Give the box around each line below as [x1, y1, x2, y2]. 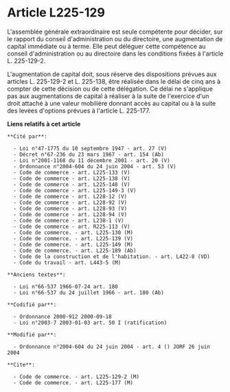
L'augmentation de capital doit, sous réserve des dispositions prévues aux [7, 70, 218, 78]
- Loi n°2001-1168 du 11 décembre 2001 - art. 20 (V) [13, 157, 170, 164]
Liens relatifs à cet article [7, 119, 81, 128]
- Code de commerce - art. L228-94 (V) [13, 211, 128, 218]
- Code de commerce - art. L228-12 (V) [13, 193, 128, 200]
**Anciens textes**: [7, 271, 67, 278]
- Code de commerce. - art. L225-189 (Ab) [13, 247, 137, 254]
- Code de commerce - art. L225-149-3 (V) [13, 187, 137, 194]
